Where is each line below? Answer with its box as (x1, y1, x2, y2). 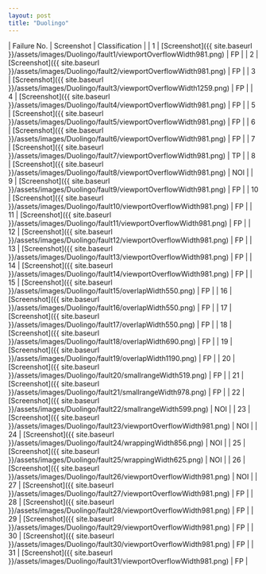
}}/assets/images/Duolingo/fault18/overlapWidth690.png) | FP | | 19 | (8, 336, 233, 346)
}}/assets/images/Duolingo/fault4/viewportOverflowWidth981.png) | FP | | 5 (8, 100, 256, 110)
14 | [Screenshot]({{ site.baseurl (8, 260, 114, 270)
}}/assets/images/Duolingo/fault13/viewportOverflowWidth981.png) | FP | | (8, 252, 253, 262)
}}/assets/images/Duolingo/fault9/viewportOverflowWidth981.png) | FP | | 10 (8, 184, 259, 194)
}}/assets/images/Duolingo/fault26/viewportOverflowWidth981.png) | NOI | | (8, 471, 258, 481)
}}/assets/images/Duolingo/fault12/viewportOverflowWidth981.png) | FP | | (8, 235, 253, 245)
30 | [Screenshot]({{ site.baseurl (8, 530, 115, 541)
